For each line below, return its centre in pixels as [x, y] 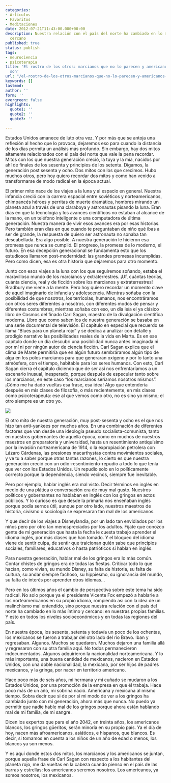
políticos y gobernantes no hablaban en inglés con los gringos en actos [80, 495]
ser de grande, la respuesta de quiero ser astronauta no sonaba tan [76, 234]
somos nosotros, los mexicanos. [39, 775]
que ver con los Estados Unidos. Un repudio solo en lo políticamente [77, 469]
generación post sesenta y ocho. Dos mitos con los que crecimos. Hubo [81, 170]
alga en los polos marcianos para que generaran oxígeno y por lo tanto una [84, 357]
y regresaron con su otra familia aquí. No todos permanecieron [71, 648]
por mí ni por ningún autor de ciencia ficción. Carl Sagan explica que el [80, 347]
